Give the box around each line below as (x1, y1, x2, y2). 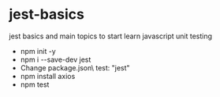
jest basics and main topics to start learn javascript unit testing (9, 31, 212, 41)
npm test (20, 80, 50, 89)
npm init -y (20, 46, 56, 56)
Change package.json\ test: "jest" (20, 63, 130, 72)
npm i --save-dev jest (20, 55, 91, 64)
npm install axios (20, 71, 76, 81)
